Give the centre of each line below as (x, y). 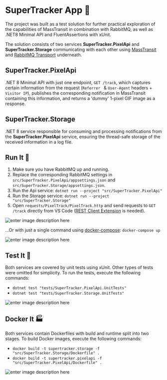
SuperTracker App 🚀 (48, 10)
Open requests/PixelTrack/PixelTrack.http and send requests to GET (84, 206)
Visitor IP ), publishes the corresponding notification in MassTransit (76, 93)
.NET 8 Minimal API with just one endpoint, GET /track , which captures (78, 82)
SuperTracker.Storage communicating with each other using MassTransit (81, 49)
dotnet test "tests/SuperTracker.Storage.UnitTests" (68, 293)
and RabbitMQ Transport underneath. (44, 55)
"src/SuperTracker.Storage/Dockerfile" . (56, 353)
